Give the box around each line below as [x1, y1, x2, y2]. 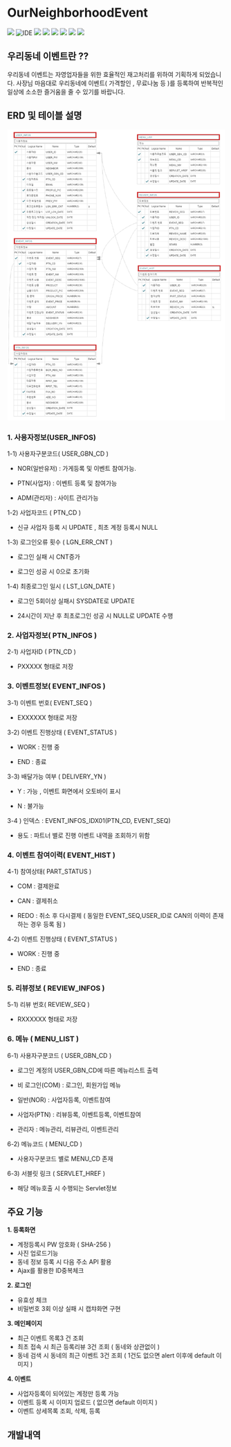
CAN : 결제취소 [17, 896, 59, 905]
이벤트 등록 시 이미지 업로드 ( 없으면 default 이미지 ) [17, 1398, 158, 1407]
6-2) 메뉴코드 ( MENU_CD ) [7, 1139, 83, 1148]
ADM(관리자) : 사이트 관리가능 [17, 494, 99, 502]
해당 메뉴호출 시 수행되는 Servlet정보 [17, 1184, 118, 1192]
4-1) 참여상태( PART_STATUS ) [7, 867, 92, 875]
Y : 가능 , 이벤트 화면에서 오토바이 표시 [17, 787, 121, 795]
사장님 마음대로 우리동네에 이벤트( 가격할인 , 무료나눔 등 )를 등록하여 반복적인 [16, 78, 223, 87]
